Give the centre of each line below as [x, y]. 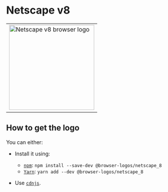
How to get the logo [43, 128]
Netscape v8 [38, 10]
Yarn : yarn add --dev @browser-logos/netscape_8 [83, 171]
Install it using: [32, 154]
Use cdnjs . [28, 183]
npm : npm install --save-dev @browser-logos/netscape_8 [93, 165]
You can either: [25, 142]
